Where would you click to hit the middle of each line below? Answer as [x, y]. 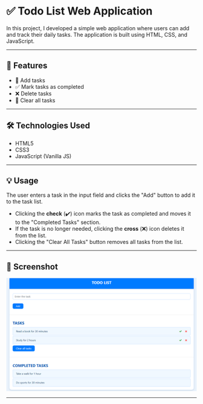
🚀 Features [27, 66]
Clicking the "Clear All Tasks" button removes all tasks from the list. [99, 242]
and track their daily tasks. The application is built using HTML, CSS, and [97, 34]
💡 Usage [22, 180]
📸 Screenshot [32, 267]
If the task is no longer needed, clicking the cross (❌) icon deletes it [99, 229]
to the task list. [25, 202]
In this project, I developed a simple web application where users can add [98, 28]
